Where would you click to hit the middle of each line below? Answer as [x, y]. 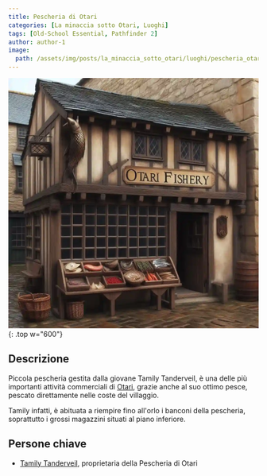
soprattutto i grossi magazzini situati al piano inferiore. [97, 419]
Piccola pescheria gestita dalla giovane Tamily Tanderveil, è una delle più [128, 378]
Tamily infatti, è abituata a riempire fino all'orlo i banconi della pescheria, [127, 410]
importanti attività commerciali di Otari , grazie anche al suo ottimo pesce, [128, 386]
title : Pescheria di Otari [53, 17]
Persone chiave [48, 444]
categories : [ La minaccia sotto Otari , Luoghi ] [89, 25]
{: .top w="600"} [36, 334]
